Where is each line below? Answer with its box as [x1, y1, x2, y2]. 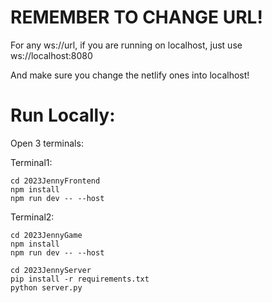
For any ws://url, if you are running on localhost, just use [10, 39, 243, 51]
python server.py [10, 282, 83, 293]
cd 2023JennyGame [10, 230, 83, 240]
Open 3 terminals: [10, 137, 84, 149]
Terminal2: [10, 211, 55, 223]
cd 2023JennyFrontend [10, 176, 101, 186]
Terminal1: [10, 156, 53, 168]
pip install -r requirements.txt [10, 274, 150, 284]
